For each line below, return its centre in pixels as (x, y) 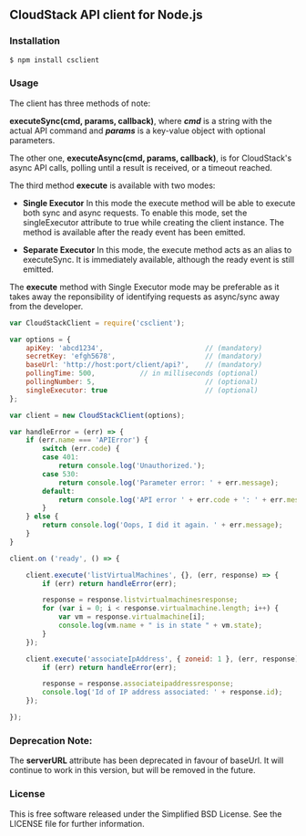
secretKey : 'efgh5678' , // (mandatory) (144, 356)
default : (59, 491)
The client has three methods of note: (80, 103)
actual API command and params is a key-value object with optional (138, 131)
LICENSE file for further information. (77, 823)
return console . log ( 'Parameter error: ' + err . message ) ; (168, 483)
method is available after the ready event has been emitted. (134, 232)
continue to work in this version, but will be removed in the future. (133, 770)
